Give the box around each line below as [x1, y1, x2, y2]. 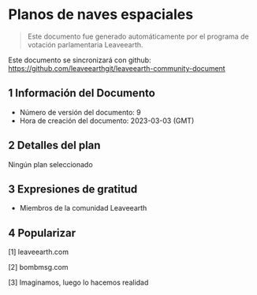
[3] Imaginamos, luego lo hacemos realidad [8, 278, 149, 287]
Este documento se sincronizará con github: [8, 55, 151, 65]
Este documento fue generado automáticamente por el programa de [27, 32, 250, 41]
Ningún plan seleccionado [8, 159, 93, 169]
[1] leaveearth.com [8, 247, 69, 257]
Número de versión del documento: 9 [19, 107, 141, 117]
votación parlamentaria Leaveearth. [27, 39, 143, 49]
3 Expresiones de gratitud [8, 182, 138, 196]
